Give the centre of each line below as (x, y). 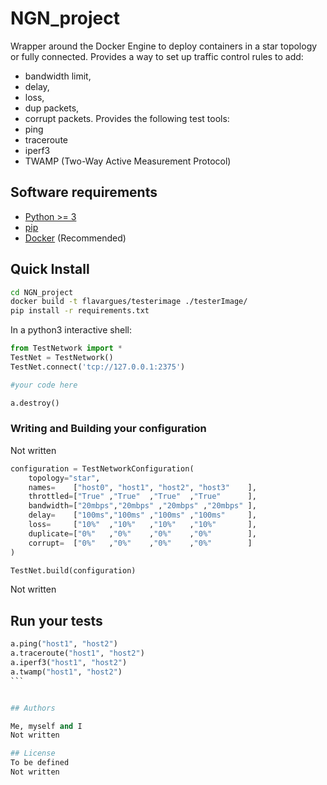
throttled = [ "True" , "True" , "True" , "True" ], (142, 497)
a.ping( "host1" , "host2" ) (64, 644)
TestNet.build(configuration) (73, 570)
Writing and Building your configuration (108, 429)
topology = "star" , (64, 478)
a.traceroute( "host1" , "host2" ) (77, 653)
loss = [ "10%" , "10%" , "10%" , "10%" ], (142, 525)
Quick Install (50, 269)
